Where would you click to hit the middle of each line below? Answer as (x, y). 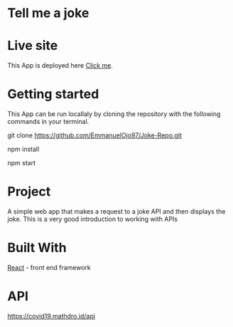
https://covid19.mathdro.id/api (52, 316)
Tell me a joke (48, 13)
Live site (33, 46)
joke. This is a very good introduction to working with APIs (92, 219)
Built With (37, 248)
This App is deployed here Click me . (60, 66)
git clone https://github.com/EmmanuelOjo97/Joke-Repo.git (95, 135)
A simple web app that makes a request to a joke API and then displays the (116, 211)
